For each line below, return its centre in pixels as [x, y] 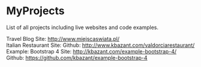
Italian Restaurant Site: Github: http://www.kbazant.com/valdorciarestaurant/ [100, 45]
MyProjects [35, 11]
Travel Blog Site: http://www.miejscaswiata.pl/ [63, 39]
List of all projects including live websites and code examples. [82, 27]
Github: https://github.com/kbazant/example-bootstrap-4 [77, 58]
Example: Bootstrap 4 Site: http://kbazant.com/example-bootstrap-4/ [91, 51]
